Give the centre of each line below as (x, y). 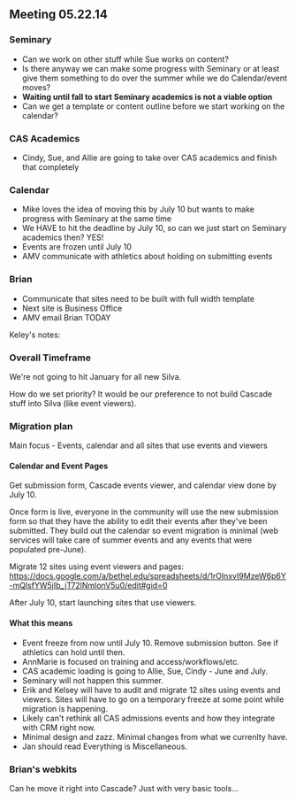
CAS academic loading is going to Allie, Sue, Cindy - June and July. (145, 671)
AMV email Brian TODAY (66, 317)
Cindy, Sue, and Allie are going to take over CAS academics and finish (149, 158)
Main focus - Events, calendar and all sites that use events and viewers (138, 445)
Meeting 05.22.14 (58, 15)
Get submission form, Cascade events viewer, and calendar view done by (143, 485)
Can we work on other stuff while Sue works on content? (125, 59)
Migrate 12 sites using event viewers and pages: (96, 567)
